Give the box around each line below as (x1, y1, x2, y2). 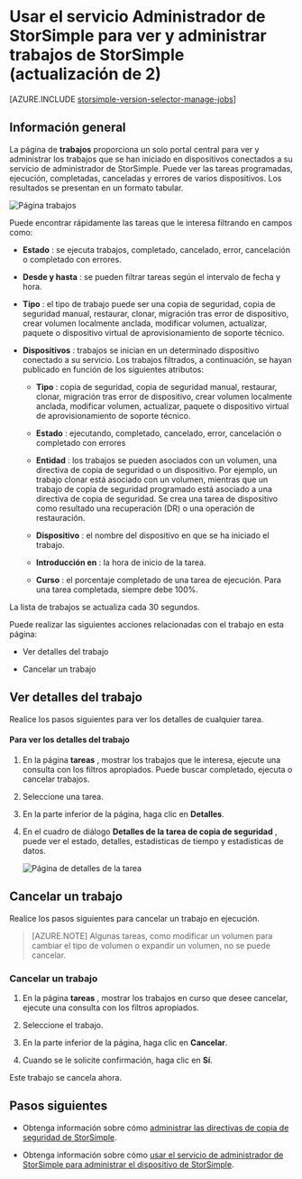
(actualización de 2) (9, 64, 162, 85)
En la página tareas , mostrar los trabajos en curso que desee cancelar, (22, 992, 288, 1003)
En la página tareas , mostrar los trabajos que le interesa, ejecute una (22, 754, 281, 765)
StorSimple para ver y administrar (9, 25, 268, 46)
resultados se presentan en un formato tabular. (9, 182, 184, 193)
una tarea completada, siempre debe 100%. (35, 584, 198, 595)
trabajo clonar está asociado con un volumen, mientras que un (35, 474, 269, 485)
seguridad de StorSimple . (22, 1131, 117, 1143)
